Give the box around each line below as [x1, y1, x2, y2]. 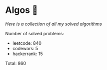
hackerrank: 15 [12, 51, 43, 57]
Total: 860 [5, 60, 26, 66]
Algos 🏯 [5, 4, 38, 16]
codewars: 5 [12, 45, 38, 51]
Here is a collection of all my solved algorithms [5, 21, 102, 27]
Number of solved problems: [5, 30, 64, 36]
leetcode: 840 [12, 40, 41, 46]
